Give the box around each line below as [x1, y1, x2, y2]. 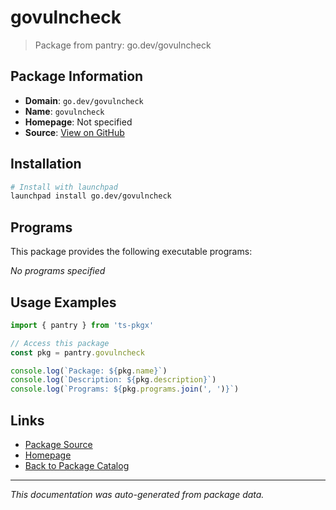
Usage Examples [10, 294, 117, 311]
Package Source [24, 439, 93, 450]
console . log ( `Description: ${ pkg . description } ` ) [10, 375, 217, 385]
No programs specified [10, 265, 106, 277]
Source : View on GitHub [24, 126, 125, 138]
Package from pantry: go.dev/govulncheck [34, 39, 212, 51]
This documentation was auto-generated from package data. [10, 489, 265, 500]
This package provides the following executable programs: [10, 246, 253, 258]
